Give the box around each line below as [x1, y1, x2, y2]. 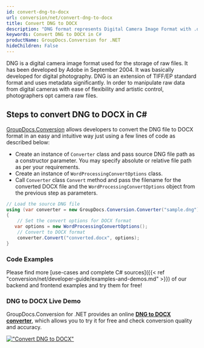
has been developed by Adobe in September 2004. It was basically [6, 66, 174, 73]
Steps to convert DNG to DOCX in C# [6, 110, 148, 120]
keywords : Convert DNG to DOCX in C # [6, 32, 102, 38]
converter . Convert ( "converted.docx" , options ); [17, 235, 140, 241]
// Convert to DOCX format [17, 229, 86, 235]
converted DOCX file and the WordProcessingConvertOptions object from [15, 183, 195, 190]
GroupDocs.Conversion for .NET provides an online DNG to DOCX [6, 311, 171, 318]
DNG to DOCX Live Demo [6, 296, 81, 305]
